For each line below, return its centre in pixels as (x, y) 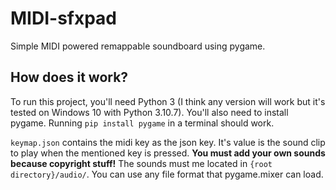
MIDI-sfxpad (64, 18)
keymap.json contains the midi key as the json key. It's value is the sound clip (168, 142)
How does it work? (69, 77)
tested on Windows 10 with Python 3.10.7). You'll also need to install (149, 112)
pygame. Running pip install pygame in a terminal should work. (142, 123)
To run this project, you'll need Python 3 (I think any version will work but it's (168, 101)
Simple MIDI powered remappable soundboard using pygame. (138, 46)
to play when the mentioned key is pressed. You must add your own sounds (168, 153)
